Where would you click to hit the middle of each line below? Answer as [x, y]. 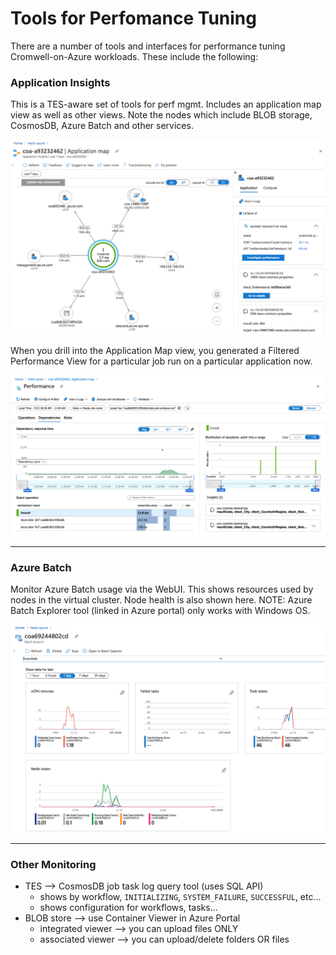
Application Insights [60, 82]
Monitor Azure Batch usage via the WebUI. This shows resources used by [162, 589]
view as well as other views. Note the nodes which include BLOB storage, [161, 115]
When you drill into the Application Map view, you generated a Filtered [155, 351]
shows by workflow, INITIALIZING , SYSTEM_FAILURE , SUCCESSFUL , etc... [180, 897]
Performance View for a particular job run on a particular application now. [161, 361]
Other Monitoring [53, 864]
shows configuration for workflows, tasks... [128, 908]
